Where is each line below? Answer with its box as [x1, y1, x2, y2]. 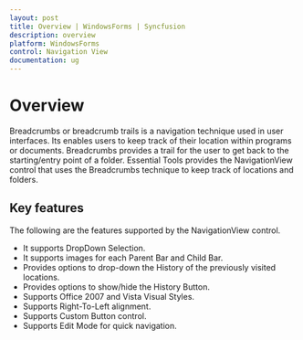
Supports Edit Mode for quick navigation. [22, 320, 178, 331]
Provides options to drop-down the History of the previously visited [22, 261, 277, 272]
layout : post [9, 13, 59, 23]
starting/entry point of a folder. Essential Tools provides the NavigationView [9, 154, 294, 165]
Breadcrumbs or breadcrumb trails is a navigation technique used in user [9, 125, 284, 136]
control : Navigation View [9, 48, 108, 57]
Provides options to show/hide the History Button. [22, 281, 211, 292]
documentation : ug [9, 56, 79, 65]
